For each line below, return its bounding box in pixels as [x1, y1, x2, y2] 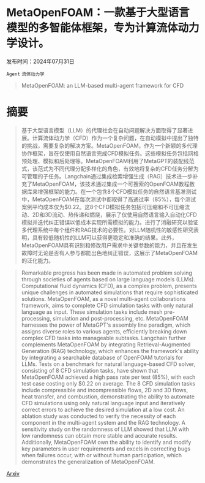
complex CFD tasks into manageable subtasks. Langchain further [21, 334, 187, 341]
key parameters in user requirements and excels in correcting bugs [21, 445, 191, 452]
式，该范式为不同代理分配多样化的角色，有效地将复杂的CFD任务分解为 [21, 165, 199, 172]
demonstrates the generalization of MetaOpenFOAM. [21, 458, 155, 465]
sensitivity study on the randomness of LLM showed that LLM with [21, 425, 190, 433]
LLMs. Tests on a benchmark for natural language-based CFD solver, [21, 360, 196, 368]
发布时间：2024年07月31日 [6, 58, 75, 65]
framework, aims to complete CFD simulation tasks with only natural [21, 302, 193, 309]
